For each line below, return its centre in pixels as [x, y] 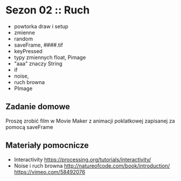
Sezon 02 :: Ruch [48, 10]
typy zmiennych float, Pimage [50, 57]
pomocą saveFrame [29, 127]
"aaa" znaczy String [38, 63]
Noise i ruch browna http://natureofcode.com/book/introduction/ [92, 166]
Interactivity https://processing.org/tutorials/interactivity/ [83, 159]
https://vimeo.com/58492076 [49, 172]
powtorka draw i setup [41, 26]
